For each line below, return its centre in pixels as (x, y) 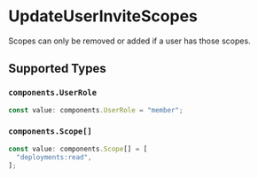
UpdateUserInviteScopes (103, 16)
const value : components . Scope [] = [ (78, 149)
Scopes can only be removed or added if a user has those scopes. (129, 41)
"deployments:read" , (54, 157)
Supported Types (58, 69)
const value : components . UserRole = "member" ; (96, 110)
